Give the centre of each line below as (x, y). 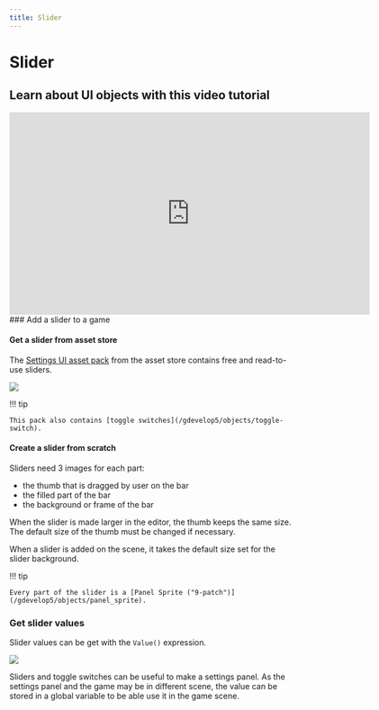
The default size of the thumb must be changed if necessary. (122, 532)
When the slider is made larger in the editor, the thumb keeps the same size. (150, 522)
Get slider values (47, 623)
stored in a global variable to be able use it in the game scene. (125, 696)
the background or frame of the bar (88, 505)
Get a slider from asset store (63, 340)
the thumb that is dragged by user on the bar (105, 486)
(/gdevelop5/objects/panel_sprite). (78, 601)
